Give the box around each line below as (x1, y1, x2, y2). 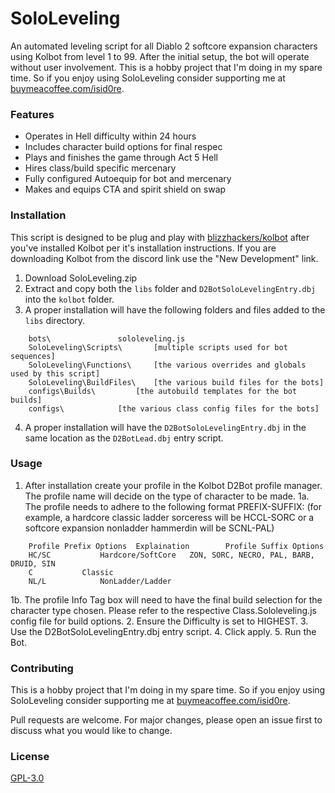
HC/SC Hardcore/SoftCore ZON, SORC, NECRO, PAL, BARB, (28, 550, 315, 560)
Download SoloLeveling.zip (24, 272, 138, 284)
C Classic (28, 567, 114, 577)
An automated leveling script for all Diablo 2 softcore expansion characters (10, 40, 318, 52)
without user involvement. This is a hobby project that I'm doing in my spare (10, 61, 323, 73)
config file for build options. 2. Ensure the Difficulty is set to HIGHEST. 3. (10, 615, 309, 627)
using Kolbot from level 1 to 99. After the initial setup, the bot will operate (10, 50, 310, 62)
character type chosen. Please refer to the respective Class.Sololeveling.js (10, 604, 317, 616)
